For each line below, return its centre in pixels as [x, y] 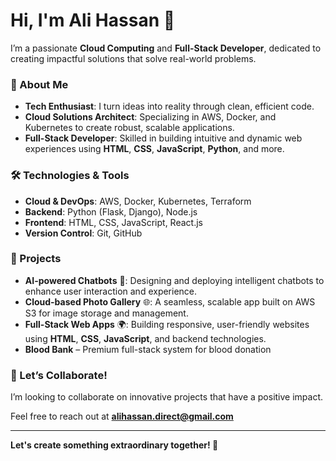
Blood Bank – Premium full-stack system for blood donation [148, 349]
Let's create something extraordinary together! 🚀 [114, 445]
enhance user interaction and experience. [111, 291]
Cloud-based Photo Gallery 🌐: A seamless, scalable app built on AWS [170, 301]
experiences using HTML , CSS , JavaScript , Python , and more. [154, 149]
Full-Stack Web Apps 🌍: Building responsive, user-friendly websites [167, 324]
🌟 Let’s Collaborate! [59, 375]
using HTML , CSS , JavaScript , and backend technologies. [145, 338]
